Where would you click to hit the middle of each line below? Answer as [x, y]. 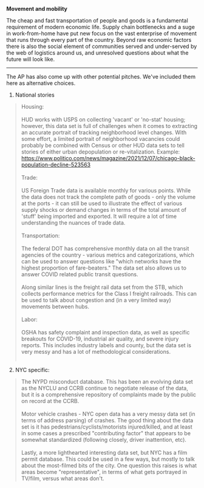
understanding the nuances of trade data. [73, 223]
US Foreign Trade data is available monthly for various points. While [106, 190]
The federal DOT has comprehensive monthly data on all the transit [105, 249]
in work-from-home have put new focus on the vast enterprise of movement [102, 33]
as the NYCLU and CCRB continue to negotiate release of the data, [104, 388]
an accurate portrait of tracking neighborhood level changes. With [104, 132]
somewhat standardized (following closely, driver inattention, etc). [104, 440]
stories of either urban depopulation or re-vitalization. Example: [100, 152]
